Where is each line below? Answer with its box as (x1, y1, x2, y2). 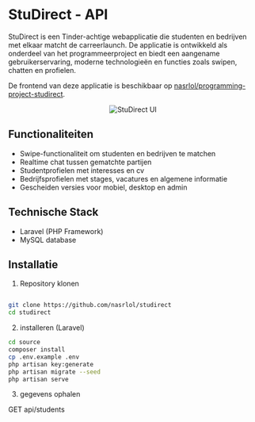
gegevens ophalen (19, 389, 81, 399)
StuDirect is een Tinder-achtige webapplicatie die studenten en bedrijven (8, 32, 247, 41)
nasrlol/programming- (173, 81, 246, 90)
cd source (8, 339, 41, 347)
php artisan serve (8, 375, 69, 383)
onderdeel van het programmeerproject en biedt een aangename (8, 48, 220, 58)
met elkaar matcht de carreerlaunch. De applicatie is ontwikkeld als (8, 40, 228, 49)
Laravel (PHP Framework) (19, 226, 104, 236)
